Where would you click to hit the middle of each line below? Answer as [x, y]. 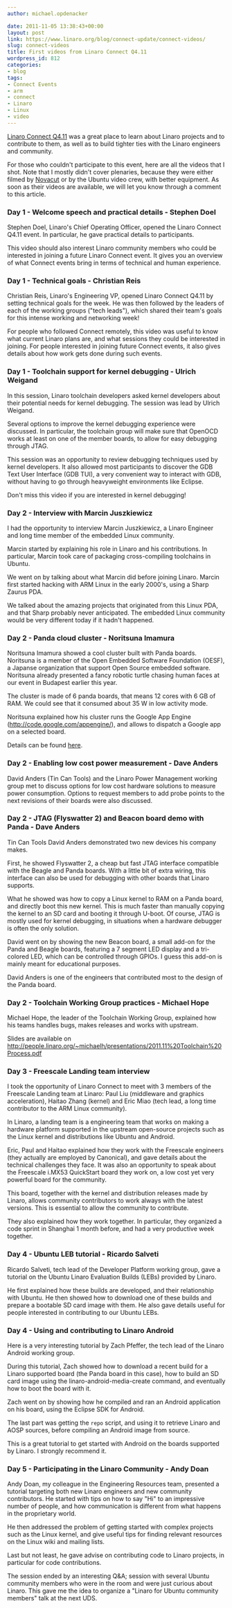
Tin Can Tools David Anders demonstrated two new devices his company [112, 842]
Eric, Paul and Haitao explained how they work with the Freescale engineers [115, 1150]
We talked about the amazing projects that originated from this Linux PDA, [113, 605]
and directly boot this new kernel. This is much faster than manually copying [116, 906]
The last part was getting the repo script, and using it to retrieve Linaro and [114, 1423]
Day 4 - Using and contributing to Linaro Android [91, 1330]
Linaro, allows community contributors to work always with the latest [105, 1201]
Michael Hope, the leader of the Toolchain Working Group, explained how [112, 1018]
